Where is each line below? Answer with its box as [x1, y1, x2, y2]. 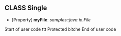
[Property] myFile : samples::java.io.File [11, 17, 91, 22]
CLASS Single [4, 4, 47, 12]
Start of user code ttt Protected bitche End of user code [4, 26, 116, 32]
